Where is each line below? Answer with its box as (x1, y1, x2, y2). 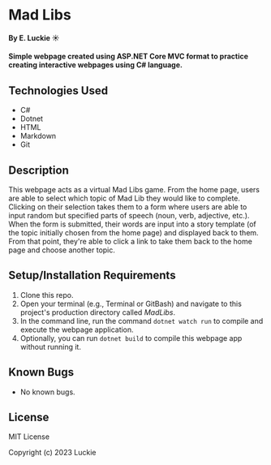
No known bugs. (19, 387, 75, 397)
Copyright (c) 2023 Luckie (8, 448, 97, 458)
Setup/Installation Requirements (8, 269, 176, 282)
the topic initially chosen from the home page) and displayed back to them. (8, 228, 259, 237)
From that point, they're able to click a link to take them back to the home (8, 237, 253, 246)
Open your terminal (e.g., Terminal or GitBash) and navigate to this (19, 299, 242, 308)
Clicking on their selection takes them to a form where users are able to (8, 202, 247, 212)
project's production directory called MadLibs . (19, 307, 176, 317)
